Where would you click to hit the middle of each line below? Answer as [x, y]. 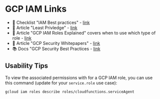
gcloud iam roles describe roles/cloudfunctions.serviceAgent [70, 92]
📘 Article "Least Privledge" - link [45, 27]
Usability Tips [27, 66]
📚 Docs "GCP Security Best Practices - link [56, 49]
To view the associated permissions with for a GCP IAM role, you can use [79, 78]
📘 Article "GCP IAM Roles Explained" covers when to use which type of [84, 33]
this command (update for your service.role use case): [61, 83]
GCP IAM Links [36, 9]
